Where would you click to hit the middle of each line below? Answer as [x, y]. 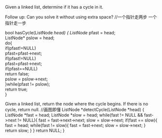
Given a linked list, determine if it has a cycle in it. [54, 7]
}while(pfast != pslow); [28, 84]
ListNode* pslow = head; [30, 38]
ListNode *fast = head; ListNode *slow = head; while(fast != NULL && [74, 115]
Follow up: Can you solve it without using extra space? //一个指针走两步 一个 [81, 17]
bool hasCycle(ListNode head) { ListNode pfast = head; [60, 33]
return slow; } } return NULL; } [35, 130]
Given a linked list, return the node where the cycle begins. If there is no [77, 104]
